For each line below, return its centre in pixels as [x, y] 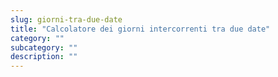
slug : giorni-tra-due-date [66, 19]
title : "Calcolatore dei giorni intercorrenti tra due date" [140, 29]
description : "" [44, 57]
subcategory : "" [44, 47]
